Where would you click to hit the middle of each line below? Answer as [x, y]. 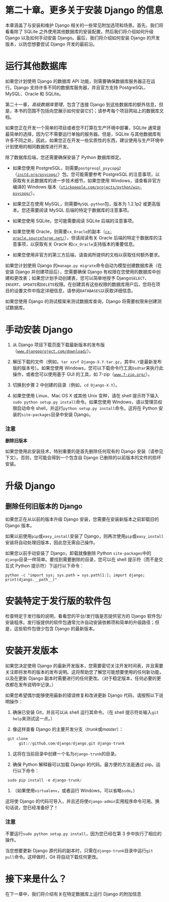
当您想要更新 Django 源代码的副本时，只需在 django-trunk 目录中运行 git [79, 850]
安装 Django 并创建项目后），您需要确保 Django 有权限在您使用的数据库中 [81, 272]
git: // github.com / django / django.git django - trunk [71, 743]
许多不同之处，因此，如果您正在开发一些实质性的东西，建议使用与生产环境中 [84, 140]
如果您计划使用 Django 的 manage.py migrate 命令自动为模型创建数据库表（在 [84, 265]
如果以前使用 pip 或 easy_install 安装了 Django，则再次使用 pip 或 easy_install [84, 536]
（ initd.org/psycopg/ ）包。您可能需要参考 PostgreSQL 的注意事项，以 [86, 174]
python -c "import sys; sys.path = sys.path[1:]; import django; [75, 576]
